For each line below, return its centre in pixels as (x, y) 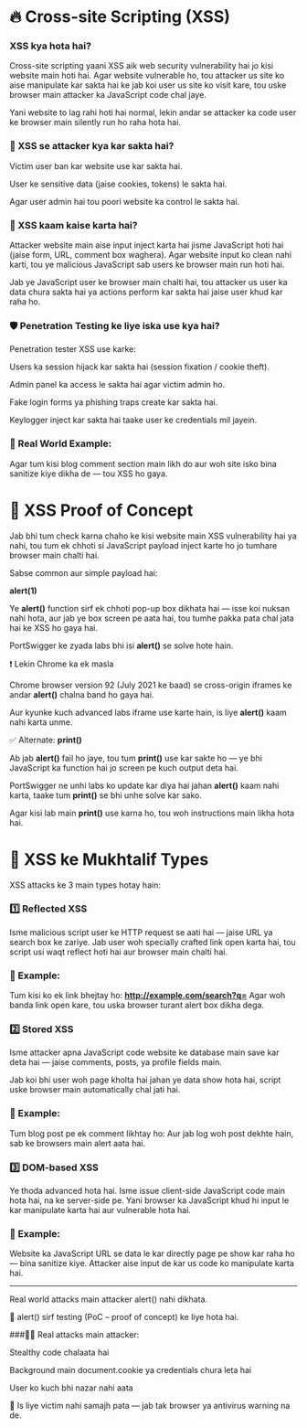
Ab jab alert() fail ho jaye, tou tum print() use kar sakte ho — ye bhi (136, 758)
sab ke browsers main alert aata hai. (78, 1143)
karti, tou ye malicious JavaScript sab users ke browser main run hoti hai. (147, 265)
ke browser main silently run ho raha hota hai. (95, 123)
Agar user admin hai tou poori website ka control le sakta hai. (125, 201)
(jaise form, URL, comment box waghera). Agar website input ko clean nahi (151, 255)
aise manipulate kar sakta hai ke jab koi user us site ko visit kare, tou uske (148, 85)
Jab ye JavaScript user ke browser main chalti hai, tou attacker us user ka (148, 282)
